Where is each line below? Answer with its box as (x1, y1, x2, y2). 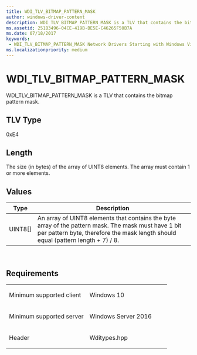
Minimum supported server (9, 312, 84, 320)
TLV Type (6, 115, 42, 125)
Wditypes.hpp (89, 333, 128, 341)
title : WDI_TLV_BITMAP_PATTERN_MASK (6, 8, 96, 15)
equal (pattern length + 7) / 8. (37, 236, 119, 244)
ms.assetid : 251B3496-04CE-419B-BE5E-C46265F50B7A (6, 25, 133, 31)
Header (9, 333, 30, 341)
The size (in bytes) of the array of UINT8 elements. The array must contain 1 (6, 163, 190, 171)
